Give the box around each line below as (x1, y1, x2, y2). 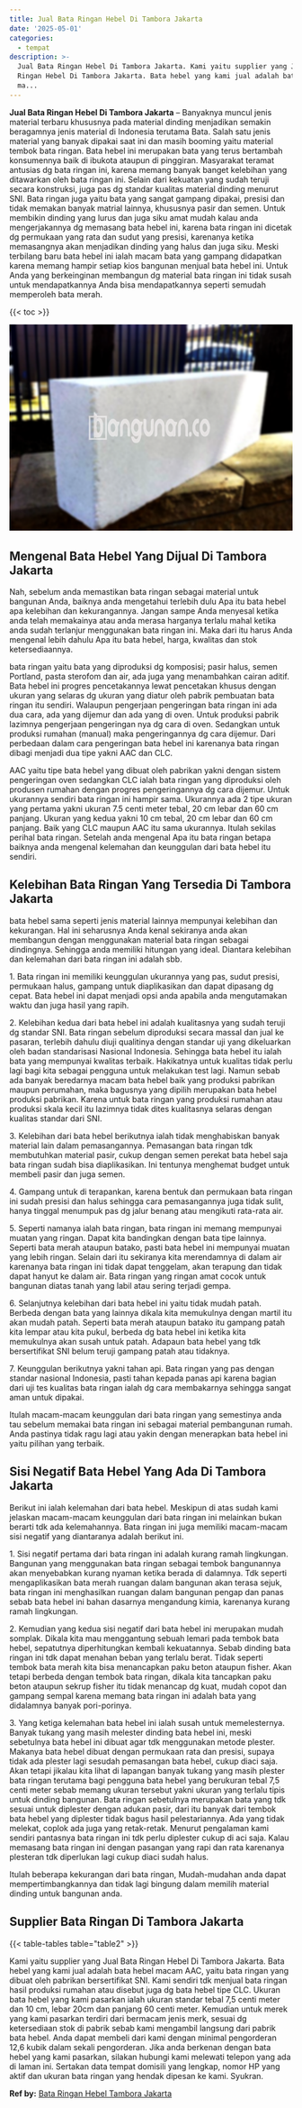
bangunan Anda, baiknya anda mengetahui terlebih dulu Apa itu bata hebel (9, 596, 287, 607)
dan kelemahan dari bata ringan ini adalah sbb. (9, 954, 182, 964)
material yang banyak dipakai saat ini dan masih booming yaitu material (9, 135, 274, 146)
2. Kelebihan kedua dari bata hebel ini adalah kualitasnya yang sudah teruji (9, 1017, 286, 1027)
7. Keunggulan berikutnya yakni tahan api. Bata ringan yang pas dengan (9, 1363, 275, 1373)
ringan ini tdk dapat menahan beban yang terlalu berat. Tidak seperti (9, 1652, 263, 1663)
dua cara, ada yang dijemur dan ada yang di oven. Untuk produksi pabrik (9, 709, 280, 720)
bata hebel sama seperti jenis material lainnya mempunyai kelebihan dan (9, 915, 279, 926)
